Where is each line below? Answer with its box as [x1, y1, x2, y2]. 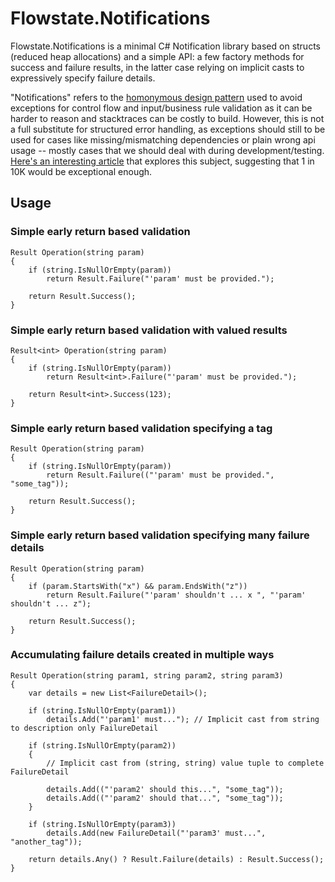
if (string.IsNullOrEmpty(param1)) [28, 705, 177, 716]
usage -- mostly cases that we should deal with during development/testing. [10, 144, 325, 156]
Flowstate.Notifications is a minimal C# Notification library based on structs [10, 40, 321, 52]
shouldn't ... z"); [10, 598, 92, 609]
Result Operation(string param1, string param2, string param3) [10, 670, 284, 681]
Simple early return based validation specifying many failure [10, 528, 310, 542]
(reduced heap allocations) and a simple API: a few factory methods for [10, 50, 305, 62]
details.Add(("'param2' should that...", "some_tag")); [46, 793, 284, 803]
